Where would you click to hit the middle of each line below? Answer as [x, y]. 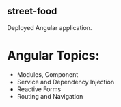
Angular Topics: [53, 56]
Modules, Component [48, 74]
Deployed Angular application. [50, 27]
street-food [32, 11]
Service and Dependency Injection [66, 82]
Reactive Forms [39, 89]
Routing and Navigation [50, 96]
